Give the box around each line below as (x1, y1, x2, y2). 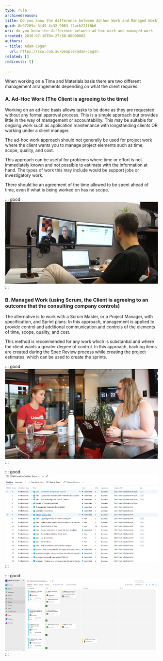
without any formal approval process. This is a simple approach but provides (5, 112, 158, 118)
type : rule (5, 8, 27, 13)
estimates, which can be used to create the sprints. (5, 354, 108, 360)
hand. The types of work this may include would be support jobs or (5, 167, 139, 173)
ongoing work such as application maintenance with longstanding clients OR (5, 122, 158, 128)
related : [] (5, 54, 29, 59)
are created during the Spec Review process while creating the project (5, 349, 147, 355)
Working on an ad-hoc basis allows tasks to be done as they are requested (5, 107, 155, 113)
